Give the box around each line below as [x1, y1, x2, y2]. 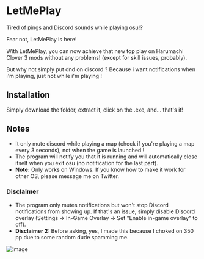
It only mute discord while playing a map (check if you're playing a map [15, 140, 195, 147]
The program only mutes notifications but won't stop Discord [15, 201, 169, 208]
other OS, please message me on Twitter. [15, 172, 120, 180]
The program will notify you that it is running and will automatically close [15, 153, 197, 160]
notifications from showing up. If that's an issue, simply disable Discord [15, 208, 195, 215]
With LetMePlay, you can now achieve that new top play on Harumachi [6, 47, 184, 55]
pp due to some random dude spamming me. [15, 233, 129, 241]
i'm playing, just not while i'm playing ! [6, 72, 103, 79]
